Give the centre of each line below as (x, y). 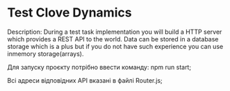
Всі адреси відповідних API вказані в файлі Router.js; (85, 80)
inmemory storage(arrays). (46, 54)
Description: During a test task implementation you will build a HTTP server (115, 32)
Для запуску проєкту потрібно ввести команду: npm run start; (99, 67)
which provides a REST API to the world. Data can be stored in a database (113, 39)
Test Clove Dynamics (69, 13)
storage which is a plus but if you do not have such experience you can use (115, 46)
